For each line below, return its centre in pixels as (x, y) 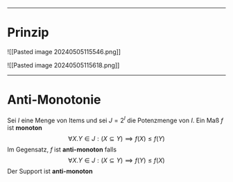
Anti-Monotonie (54, 100)
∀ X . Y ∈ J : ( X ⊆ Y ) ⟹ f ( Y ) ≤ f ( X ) (116, 160)
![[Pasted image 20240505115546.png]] (64, 51)
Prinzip (28, 33)
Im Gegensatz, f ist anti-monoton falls (62, 149)
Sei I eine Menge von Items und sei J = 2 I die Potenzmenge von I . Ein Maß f (115, 119)
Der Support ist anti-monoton (50, 171)
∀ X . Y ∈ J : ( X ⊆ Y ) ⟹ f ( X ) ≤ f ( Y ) (116, 138)
